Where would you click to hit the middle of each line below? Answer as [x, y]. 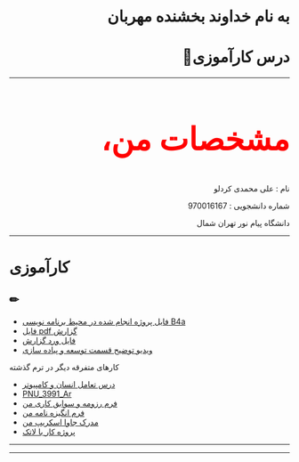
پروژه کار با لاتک [48, 431]
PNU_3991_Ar [47, 393]
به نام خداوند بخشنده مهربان [198, 16]
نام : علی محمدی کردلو [251, 188]
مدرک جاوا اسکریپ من [61, 422]
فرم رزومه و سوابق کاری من [69, 403]
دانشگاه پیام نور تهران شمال [243, 223]
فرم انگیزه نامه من [53, 412]
